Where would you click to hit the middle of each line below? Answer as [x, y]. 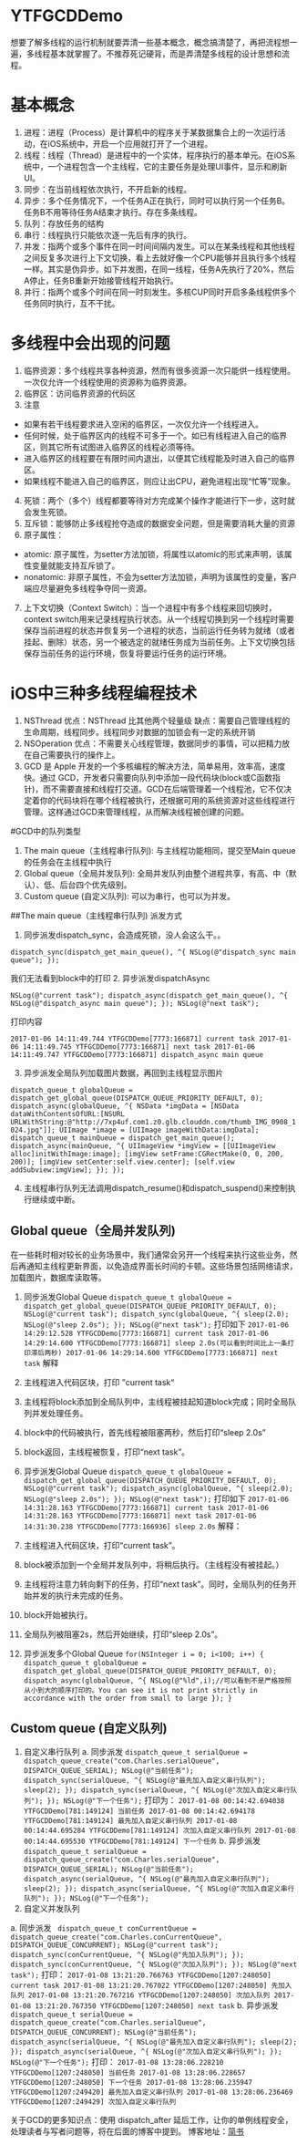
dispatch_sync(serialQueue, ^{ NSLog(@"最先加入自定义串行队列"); [145, 1781]
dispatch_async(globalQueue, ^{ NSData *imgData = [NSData [125, 1106]
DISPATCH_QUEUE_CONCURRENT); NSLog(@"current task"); [115, 1945]
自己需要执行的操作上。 [76, 754]
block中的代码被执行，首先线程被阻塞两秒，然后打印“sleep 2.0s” [145, 1432]
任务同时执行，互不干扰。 [72, 303]
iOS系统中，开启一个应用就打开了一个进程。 [130, 143]
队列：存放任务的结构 [63, 223]
